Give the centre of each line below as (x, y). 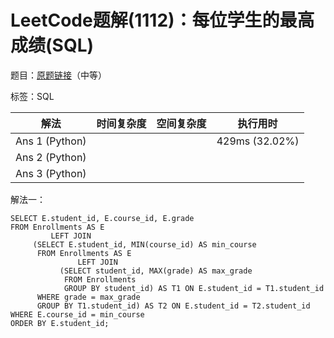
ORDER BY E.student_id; (60, 323)
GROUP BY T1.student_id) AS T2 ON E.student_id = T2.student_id (173, 306)
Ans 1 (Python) (51, 141)
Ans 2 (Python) (51, 157)
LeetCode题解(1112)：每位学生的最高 (162, 20)
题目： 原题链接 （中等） (58, 75)
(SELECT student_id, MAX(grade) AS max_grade (156, 271)
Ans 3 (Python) (51, 173)
